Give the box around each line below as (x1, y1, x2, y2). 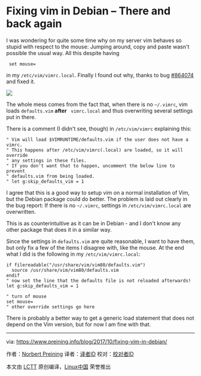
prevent (6, 168, 26, 174)
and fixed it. (6, 78, 36, 85)
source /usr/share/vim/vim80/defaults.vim (11, 267, 119, 273)
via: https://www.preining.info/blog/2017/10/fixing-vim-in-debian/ (6, 338, 167, 345)
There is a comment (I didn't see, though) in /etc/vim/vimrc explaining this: (6, 125, 192, 132)
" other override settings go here (6, 304, 95, 310)
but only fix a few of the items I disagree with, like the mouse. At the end (6, 244, 184, 251)
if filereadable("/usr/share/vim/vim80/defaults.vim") (6, 262, 146, 268)
